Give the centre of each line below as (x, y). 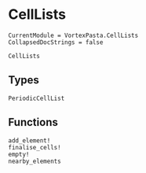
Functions (33, 122)
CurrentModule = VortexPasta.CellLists (73, 35)
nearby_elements (35, 161)
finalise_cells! (35, 147)
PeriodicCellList (36, 98)
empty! (19, 154)
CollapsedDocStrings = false (56, 42)
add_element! (29, 140)
